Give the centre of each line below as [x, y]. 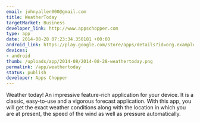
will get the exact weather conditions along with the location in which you [96, 108]
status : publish [26, 72]
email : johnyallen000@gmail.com [46, 12]
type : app [18, 34]
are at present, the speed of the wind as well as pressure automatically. [94, 114]
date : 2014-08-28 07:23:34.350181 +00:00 [58, 39]
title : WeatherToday [32, 17]
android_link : [24, 45]
